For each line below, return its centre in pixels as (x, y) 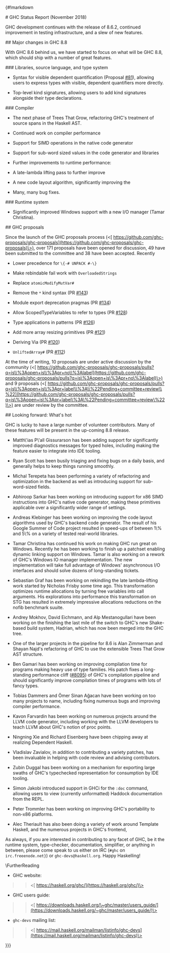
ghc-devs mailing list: (34, 920)
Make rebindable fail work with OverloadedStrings (65, 273)
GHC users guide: (31, 895)
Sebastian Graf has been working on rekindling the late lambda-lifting (85, 580)
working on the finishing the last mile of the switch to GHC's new (80, 623)
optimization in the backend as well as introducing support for (77, 481)
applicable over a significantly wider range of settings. (70, 508)
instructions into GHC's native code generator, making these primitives (87, 502)
